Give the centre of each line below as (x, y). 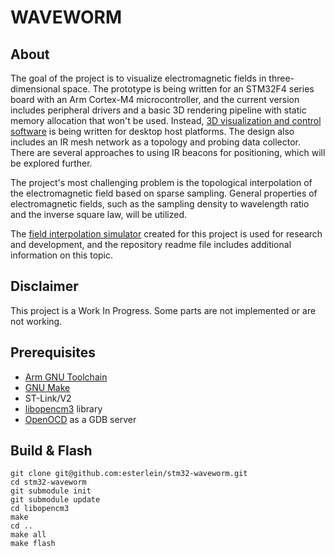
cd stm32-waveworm (48, 482)
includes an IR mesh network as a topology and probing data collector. (155, 142)
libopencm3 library (63, 408)
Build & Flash (51, 451)
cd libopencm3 (40, 509)
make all (28, 535)
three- (281, 78)
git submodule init (51, 491)
